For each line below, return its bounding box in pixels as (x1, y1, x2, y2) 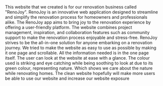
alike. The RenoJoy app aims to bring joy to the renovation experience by (5, 19, 151, 25)
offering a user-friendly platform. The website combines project (5, 25, 132, 30)
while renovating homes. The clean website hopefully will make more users (5, 71, 155, 76)
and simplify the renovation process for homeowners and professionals (5, 14, 147, 20)
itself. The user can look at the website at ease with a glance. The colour (5, 55, 150, 61)
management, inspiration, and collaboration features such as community (5, 30, 150, 35)
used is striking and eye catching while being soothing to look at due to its (5, 60, 153, 66)
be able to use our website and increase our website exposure (5, 75, 130, 81)
